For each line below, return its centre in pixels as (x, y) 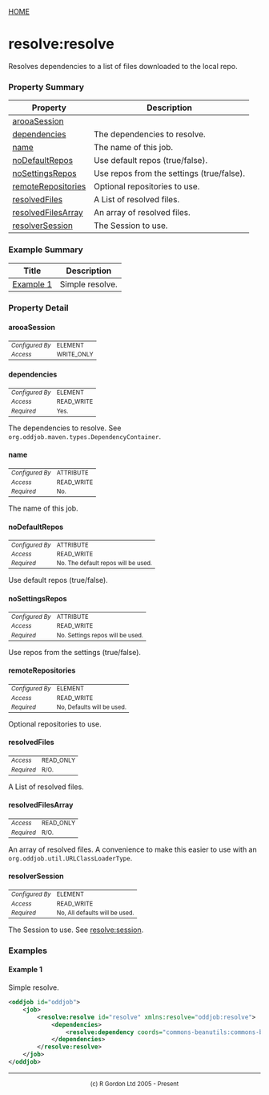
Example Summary (46, 250)
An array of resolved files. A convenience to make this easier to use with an (133, 849)
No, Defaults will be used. (91, 707)
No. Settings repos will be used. (100, 635)
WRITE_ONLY (75, 355)
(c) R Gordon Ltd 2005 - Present (134, 1084)
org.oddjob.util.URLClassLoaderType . (70, 857)
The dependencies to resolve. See (65, 428)
